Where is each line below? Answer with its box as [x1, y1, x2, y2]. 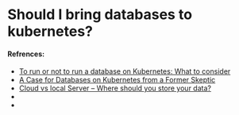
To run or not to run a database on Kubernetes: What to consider [18, 67, 231, 76]
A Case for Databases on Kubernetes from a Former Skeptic [18, 75, 216, 85]
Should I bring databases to [7, 6, 192, 24]
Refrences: [7, 49, 45, 59]
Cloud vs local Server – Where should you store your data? [18, 83, 212, 93]
